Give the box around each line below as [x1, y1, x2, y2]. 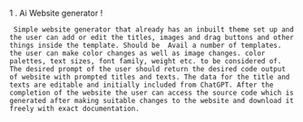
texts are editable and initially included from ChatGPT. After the [9, 80, 274, 89]
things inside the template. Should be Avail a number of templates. [9, 41, 282, 50]
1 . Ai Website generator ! [9, 8, 103, 18]
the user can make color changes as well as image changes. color [9, 49, 266, 58]
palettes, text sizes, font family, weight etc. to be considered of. [9, 57, 282, 66]
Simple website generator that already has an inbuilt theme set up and [13, 25, 295, 34]
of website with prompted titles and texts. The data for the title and [9, 72, 290, 81]
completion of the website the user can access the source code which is [9, 89, 295, 98]
